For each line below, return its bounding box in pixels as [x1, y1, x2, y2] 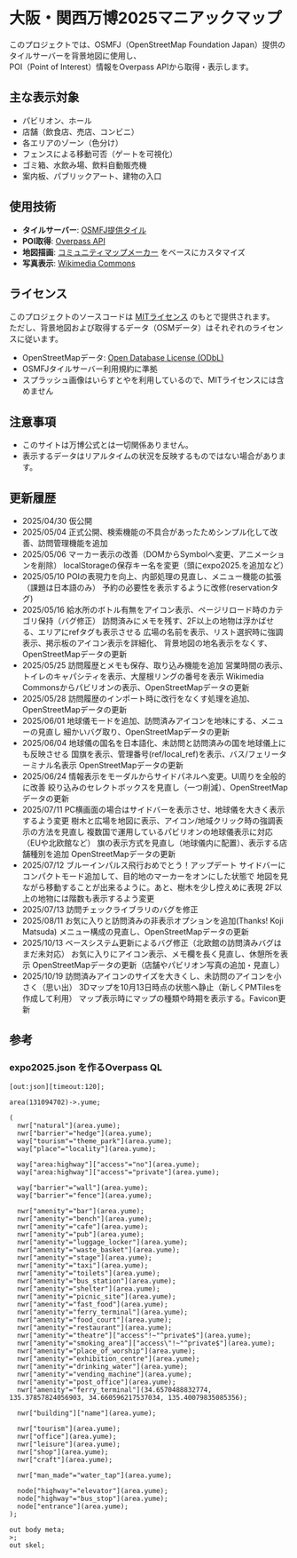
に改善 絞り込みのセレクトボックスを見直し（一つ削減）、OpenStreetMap [21, 783, 288, 792]
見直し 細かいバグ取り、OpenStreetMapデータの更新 [37, 727, 231, 737]
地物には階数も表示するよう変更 [37, 894, 155, 903]
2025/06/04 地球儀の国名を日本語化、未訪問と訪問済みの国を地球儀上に [21, 738, 286, 748]
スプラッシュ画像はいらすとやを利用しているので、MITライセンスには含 [21, 375, 285, 386]
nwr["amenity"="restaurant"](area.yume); [17, 1323, 173, 1332]
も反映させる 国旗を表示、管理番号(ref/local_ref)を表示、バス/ [21, 749, 248, 759]
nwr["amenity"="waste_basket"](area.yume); [17, 1245, 180, 1254]
